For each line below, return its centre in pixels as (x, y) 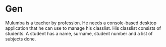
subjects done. (21, 39)
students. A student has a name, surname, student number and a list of (79, 33)
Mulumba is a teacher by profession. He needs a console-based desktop (81, 23)
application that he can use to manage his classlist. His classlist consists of (83, 28)
